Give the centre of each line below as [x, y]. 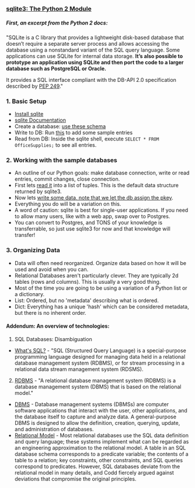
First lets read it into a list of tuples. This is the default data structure [97, 185]
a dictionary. [29, 294]
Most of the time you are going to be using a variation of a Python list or [101, 288]
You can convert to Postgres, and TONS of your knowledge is [88, 223]
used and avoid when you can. [51, 269]
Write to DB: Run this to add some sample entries [74, 133]
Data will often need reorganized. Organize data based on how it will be [100, 263]
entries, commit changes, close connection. [67, 179]
